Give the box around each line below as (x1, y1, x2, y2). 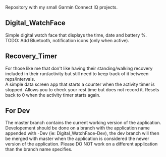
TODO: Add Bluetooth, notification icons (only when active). (5, 37, 130, 43)
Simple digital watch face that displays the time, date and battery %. (5, 32, 147, 38)
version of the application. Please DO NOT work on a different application (5, 141, 158, 147)
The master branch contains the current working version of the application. (5, 120, 161, 126)
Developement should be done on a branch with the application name (5, 125, 150, 131)
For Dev (5, 106, 30, 115)
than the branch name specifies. (5, 146, 73, 152)
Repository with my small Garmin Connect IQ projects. (5, 5, 118, 10)
